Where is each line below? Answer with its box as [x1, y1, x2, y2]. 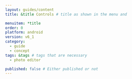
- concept [9, 48, 30, 53]
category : [5, 39, 26, 44]
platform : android [5, 30, 43, 35]
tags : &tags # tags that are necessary [5, 53, 88, 58]
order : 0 [5, 25, 23, 30]
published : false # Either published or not [5, 66, 98, 72]
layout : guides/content [5, 7, 54, 12]
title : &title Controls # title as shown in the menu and [5, 12, 127, 17]
